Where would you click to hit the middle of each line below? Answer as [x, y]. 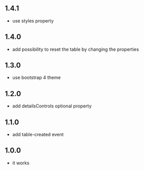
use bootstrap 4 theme [37, 78]
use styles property [33, 20]
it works [21, 163]
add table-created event [38, 135]
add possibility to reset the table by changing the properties [76, 49]
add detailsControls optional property [52, 106]
